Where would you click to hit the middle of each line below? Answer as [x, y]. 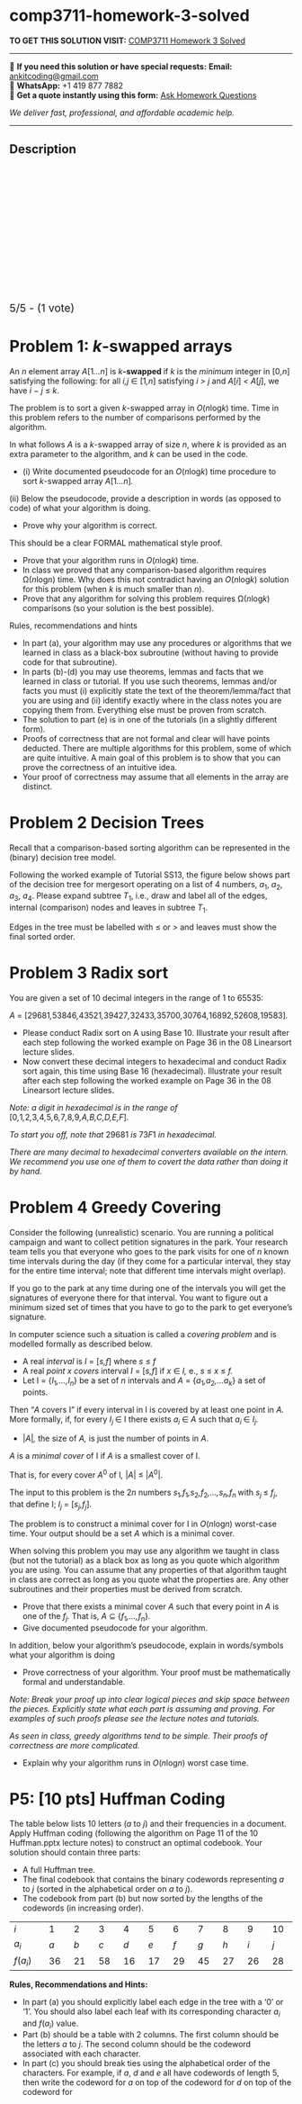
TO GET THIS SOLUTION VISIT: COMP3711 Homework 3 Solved [127, 40]
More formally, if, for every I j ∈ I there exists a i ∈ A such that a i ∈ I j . [134, 1420]
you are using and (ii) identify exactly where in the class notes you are [152, 700]
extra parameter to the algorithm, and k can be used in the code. [129, 454]
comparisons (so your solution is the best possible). [118, 607]
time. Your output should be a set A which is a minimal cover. [122, 1533]
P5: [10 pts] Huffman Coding [117, 1798]
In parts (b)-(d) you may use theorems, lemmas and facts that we [143, 671]
